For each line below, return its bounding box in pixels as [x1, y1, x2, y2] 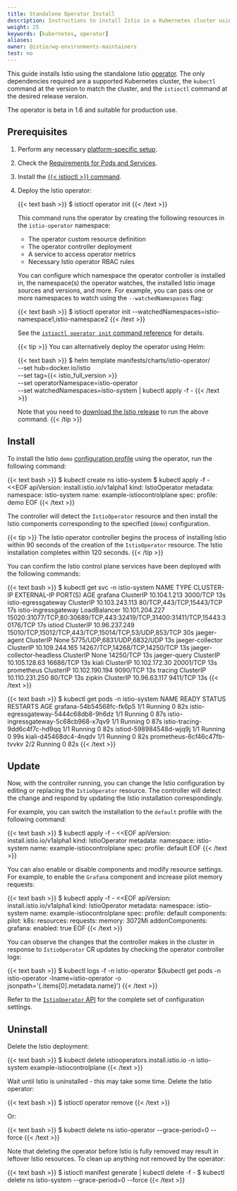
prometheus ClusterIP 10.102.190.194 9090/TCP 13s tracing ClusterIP [7, 666, 207, 674]
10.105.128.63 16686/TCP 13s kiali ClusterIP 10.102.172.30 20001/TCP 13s [7, 658, 217, 666]
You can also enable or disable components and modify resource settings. [7, 865, 224, 874]
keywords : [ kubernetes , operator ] [7, 30, 109, 38]
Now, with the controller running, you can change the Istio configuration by [7, 779, 225, 787]
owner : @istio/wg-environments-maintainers [7, 43, 138, 50]
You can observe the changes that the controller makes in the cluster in [7, 938, 215, 946]
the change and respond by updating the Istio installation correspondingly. [7, 794, 224, 802]
